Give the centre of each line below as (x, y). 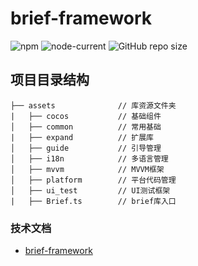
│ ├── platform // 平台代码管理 (93, 180)
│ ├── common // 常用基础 (86, 127)
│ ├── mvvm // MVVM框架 (87, 169)
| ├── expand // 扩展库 (82, 137)
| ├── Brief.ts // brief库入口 (93, 201)
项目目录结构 (50, 80)
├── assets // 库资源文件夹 (93, 105)
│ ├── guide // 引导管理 (86, 148)
